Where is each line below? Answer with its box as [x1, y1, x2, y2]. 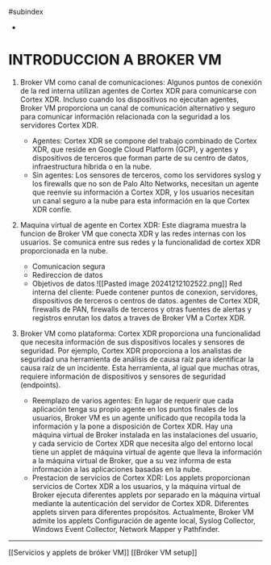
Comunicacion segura [31, 262, 106, 271]
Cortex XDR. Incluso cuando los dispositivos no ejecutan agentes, [19, 94, 240, 104]
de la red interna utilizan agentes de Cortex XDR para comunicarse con [19, 86, 256, 95]
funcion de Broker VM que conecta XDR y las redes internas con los [19, 228, 247, 238]
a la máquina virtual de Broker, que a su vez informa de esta [31, 455, 231, 465]
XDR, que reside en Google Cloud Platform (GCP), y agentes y [31, 144, 239, 154]
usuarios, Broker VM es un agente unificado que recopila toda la [31, 412, 246, 422]
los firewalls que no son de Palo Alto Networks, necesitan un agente [31, 178, 260, 188]
